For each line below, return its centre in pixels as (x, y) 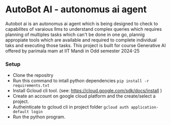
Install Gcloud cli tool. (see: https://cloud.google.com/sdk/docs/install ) (87, 91)
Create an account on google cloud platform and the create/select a (84, 96)
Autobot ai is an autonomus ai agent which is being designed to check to (82, 24)
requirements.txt (31, 86)
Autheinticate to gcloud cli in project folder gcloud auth (71, 107)
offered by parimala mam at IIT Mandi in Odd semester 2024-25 (72, 51)
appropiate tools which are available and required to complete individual (81, 40)
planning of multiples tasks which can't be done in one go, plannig (75, 34)
